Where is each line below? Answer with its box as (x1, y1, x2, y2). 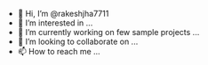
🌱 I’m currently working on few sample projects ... (17, 27, 200, 37)
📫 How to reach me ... (17, 47, 100, 56)
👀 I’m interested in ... (17, 18, 93, 28)
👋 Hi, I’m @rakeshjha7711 (17, 9, 109, 18)
